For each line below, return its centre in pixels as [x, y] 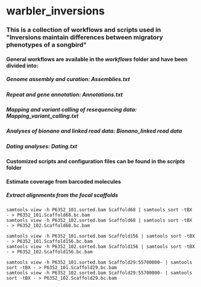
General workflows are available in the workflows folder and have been [97, 59]
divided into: [22, 65]
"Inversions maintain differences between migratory [85, 37]
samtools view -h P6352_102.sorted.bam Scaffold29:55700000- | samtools [99, 273]
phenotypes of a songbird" [47, 45]
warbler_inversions [56, 11]
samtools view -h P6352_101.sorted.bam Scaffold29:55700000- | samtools [99, 262]
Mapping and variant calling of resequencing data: [72, 110]
